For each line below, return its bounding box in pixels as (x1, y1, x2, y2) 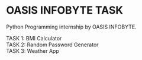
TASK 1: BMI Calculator (6, 34, 62, 42)
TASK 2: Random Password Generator (6, 41, 99, 48)
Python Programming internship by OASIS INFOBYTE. (6, 23, 137, 30)
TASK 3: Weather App (6, 47, 59, 54)
